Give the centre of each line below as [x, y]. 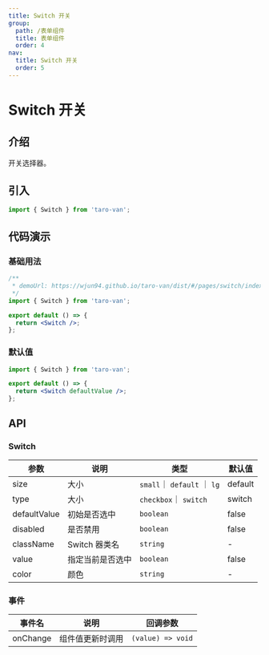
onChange [32, 638]
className [33, 544]
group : [19, 23]
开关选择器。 [29, 163]
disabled [28, 528]
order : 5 [30, 68]
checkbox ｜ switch [174, 499]
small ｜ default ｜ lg [180, 484]
